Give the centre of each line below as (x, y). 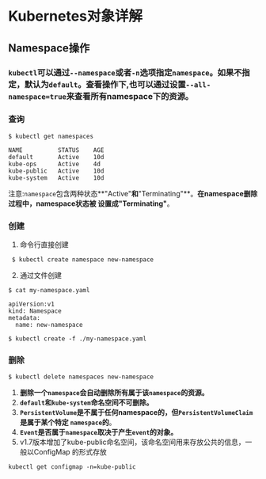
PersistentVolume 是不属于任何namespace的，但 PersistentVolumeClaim (136, 412)
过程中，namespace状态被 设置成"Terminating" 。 (91, 203)
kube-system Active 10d (56, 178)
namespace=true (38, 97)
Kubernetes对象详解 (76, 16)
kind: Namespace (35, 311)
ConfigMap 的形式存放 (70, 452)
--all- (198, 85)
